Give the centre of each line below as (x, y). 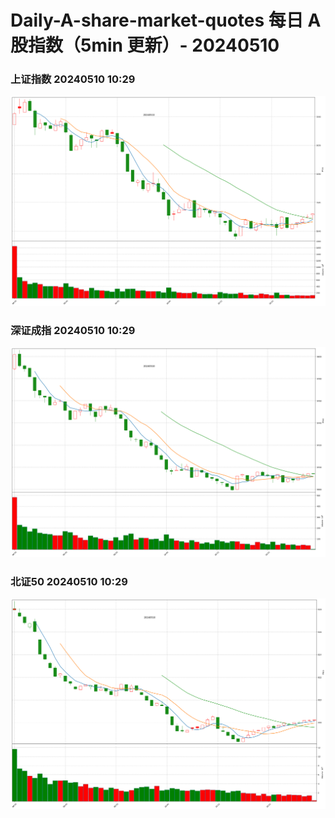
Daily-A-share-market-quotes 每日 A (166, 20)
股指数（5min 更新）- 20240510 (145, 45)
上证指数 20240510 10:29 (73, 79)
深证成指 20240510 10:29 (73, 330)
